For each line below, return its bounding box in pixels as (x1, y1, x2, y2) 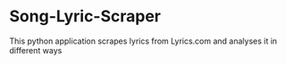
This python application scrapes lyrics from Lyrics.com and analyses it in (9, 36, 278, 46)
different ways (9, 44, 63, 55)
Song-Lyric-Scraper (9, 6, 162, 27)
